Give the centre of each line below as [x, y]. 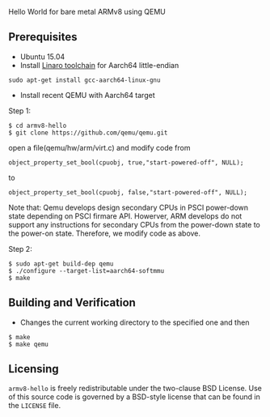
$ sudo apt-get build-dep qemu [61, 264]
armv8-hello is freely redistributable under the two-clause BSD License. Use [135, 389]
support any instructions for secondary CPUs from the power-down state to [134, 224]
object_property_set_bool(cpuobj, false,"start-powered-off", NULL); [128, 192]
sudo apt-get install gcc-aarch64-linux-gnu [84, 80]
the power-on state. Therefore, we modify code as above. [104, 233]
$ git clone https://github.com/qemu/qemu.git [88, 133]
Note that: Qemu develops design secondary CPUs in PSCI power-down [129, 207]
